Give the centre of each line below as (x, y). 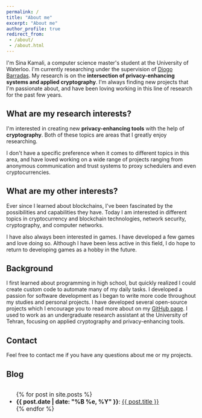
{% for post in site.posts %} (54, 395)
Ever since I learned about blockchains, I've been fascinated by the (90, 205)
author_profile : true (33, 29)
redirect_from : (25, 34)
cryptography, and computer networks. (55, 225)
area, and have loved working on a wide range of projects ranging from (94, 159)
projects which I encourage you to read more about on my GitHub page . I (97, 309)
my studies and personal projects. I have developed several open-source (97, 302)
